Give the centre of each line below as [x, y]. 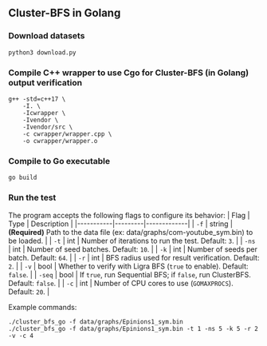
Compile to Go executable [59, 161]
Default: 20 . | [29, 292]
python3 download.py [43, 52]
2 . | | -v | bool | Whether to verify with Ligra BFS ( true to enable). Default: [128, 266]
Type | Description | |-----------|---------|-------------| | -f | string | [121, 224]
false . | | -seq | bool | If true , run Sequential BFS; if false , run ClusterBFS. [130, 274]
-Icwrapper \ [44, 113]
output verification [45, 82]
